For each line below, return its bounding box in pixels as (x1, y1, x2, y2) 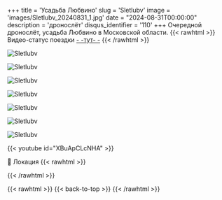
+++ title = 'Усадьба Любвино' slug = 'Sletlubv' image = (7, 6, 171, 14)
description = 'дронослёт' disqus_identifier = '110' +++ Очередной (7, 21, 202, 29)
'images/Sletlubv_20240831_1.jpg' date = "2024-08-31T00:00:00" (7, 13, 197, 22)
